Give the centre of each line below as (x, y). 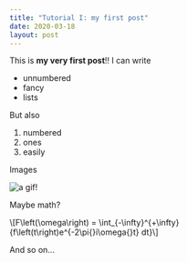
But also (25, 116)
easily (34, 152)
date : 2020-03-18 (42, 26)
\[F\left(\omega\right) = (53, 223)
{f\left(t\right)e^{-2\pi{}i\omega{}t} (74, 232)
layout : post (34, 35)
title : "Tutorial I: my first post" (79, 18)
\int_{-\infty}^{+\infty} (139, 223)
